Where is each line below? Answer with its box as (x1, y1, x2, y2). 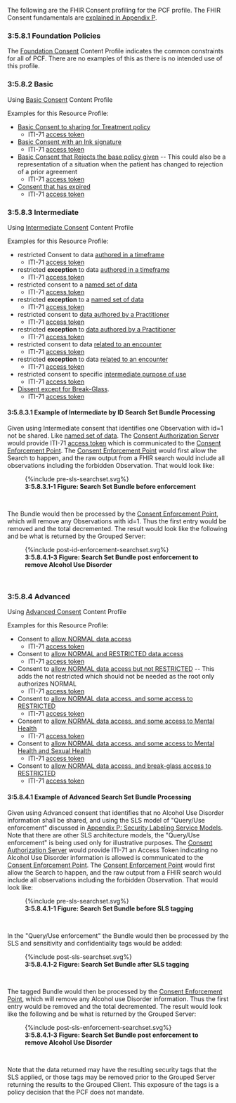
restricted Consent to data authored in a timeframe (17, 250, 165, 259)
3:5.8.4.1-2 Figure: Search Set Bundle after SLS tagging (25, 960, 190, 968)
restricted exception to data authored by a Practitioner (17, 325, 176, 333)
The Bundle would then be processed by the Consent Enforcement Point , (7, 509, 219, 518)
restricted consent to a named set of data (17, 280, 138, 289)
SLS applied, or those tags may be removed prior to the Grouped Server (7, 1073, 216, 1081)
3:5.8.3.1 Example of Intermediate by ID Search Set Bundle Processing (7, 408, 216, 417)
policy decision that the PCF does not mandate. (7, 1088, 145, 1096)
